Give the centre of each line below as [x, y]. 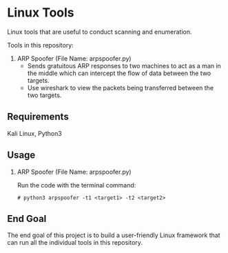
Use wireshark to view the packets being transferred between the [121, 88]
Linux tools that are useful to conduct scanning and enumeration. [100, 32]
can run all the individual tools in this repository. [75, 243]
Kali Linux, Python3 [34, 133]
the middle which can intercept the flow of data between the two [119, 73]
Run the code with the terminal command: [76, 185]
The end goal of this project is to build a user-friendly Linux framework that [114, 235]
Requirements [38, 117]
